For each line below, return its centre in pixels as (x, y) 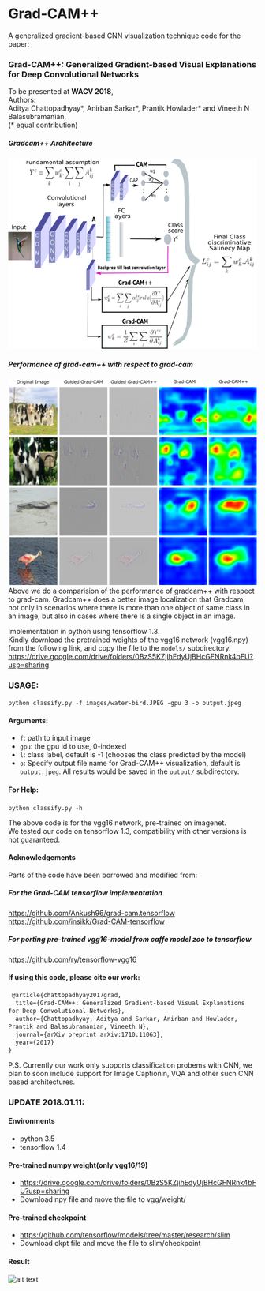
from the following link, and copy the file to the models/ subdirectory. (119, 647)
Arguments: (28, 720)
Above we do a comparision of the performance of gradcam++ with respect (131, 591)
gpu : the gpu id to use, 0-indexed (73, 746)
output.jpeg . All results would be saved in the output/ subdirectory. (129, 771)
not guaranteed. (34, 839)
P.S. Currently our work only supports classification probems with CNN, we (130, 1065)
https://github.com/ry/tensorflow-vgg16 (73, 959)
